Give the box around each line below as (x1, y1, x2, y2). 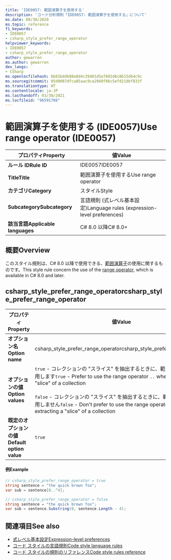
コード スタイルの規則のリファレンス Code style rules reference (12, 549, 146, 555)
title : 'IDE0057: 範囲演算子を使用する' (5, 7, 84, 13)
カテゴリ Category (8, 187, 52, 194)
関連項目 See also (5, 522, 60, 530)
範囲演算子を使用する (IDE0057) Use (5, 121, 158, 133)
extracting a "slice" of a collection (35, 407, 116, 415)
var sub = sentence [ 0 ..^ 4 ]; (5, 488, 65, 493)
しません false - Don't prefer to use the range (40, 401, 149, 408)
